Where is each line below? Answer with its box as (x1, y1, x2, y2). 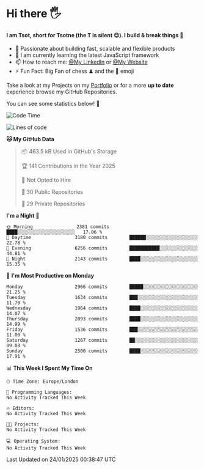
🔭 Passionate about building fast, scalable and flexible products (15, 45, 175, 53)
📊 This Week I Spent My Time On (6, 364, 93, 372)
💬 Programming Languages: (6, 390, 72, 396)
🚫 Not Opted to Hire (21, 177, 71, 184)
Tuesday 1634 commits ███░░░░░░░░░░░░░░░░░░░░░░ (6, 295, 199, 301)
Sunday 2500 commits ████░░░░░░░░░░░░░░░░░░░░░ (6, 348, 199, 354)
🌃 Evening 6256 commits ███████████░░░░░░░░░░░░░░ (6, 245, 199, 251)
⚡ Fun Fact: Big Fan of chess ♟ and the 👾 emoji (15, 67, 134, 75)
